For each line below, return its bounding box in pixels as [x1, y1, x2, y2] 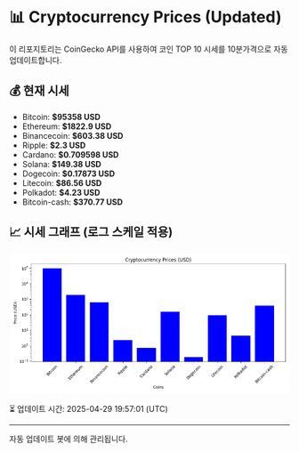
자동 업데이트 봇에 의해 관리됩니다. [9, 433, 128, 444]
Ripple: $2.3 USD [21, 140, 86, 150]
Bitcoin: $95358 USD [21, 111, 101, 122]
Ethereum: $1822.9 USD [21, 121, 112, 132]
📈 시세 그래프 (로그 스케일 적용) [9, 224, 174, 240]
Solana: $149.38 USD [21, 158, 102, 169]
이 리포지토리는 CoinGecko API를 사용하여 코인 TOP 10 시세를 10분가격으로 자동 [9, 44, 288, 54]
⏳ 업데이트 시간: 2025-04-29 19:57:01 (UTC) [9, 403, 169, 414]
